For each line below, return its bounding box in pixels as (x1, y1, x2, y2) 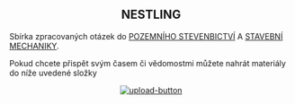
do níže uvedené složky (9, 67, 97, 78)
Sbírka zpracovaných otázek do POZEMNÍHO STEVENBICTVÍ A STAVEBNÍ (9, 30, 283, 41)
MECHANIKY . (9, 40, 60, 51)
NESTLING (121, 7, 182, 22)
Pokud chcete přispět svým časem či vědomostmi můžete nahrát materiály (9, 57, 286, 68)
